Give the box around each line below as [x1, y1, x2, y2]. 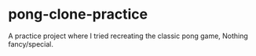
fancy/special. [8, 39, 53, 48]
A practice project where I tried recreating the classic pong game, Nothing [8, 31, 249, 40]
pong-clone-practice [8, 5, 148, 23]
